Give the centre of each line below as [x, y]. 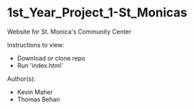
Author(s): [22, 78]
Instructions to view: [36, 45]
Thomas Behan [38, 99]
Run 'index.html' [40, 65]
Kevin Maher [35, 92]
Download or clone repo [51, 58]
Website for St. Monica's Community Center [69, 32]
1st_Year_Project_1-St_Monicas [97, 13]
